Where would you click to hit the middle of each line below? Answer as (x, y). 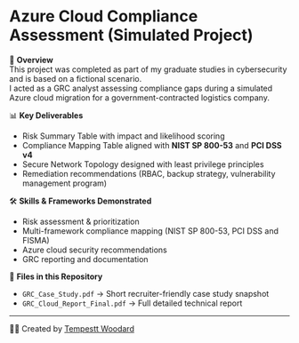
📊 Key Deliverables (46, 115)
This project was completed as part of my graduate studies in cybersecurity (148, 69)
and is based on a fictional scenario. (76, 78)
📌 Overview (31, 60)
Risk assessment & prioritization (81, 221)
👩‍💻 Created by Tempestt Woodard (72, 328)
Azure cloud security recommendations (94, 250)
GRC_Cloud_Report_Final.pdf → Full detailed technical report (132, 303)
